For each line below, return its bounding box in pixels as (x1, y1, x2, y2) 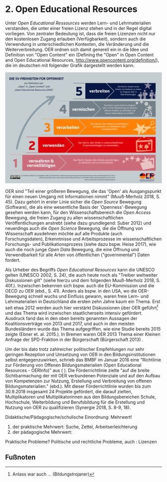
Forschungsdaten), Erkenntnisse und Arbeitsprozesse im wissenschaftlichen (5, 236, 162, 242)
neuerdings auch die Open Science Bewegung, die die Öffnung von (5, 225, 143, 231)
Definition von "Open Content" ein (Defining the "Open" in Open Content (5, 51, 154, 58)
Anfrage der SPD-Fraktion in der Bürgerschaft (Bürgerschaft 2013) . (5, 336, 144, 342)
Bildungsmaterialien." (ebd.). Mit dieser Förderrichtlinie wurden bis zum (5, 383, 151, 389)
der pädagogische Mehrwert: (12, 429, 73, 435)
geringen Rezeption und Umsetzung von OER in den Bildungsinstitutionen (5, 351, 156, 357)
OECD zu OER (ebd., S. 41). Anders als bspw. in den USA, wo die (5, 288, 137, 294)
